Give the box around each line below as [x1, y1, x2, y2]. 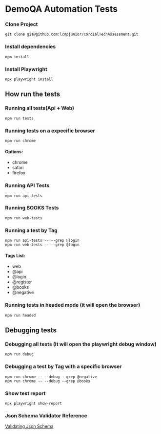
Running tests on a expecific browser [5, 127, 95, 134]
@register [12, 279, 32, 285]
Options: [5, 148, 23, 155]
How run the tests [5, 90, 60, 98]
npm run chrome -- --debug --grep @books [5, 378, 91, 384]
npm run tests [5, 116, 34, 121]
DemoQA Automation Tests [5, 3, 118, 15]
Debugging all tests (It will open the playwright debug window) [5, 341, 157, 347]
